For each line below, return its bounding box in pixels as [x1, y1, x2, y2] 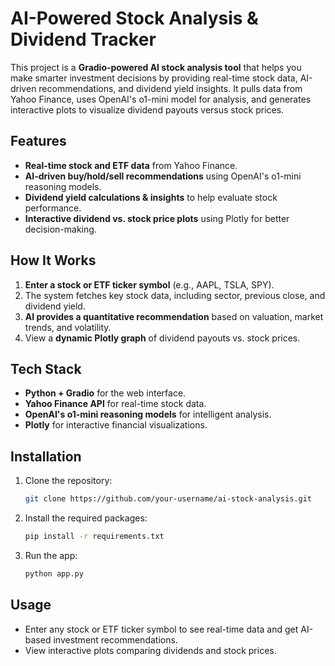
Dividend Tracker [10, 28, 157, 51]
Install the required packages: [24, 512, 148, 524]
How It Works [10, 252, 97, 269]
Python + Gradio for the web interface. [24, 387, 187, 399]
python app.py [24, 568, 84, 579]
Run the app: [24, 549, 78, 561]
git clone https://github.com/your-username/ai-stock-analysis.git [24, 494, 312, 504]
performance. [24, 202, 82, 214]
